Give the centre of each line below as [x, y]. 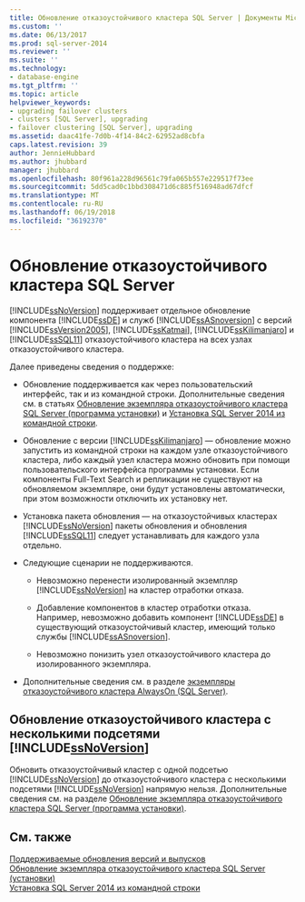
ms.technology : [38, 69]
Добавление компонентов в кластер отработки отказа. [143, 607]
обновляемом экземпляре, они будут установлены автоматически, [154, 488]
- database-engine [44, 77]
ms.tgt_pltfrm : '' [44, 85]
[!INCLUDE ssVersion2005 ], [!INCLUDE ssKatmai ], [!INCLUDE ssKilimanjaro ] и [152, 329]
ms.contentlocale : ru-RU [56, 204]
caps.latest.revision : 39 [58, 145]
